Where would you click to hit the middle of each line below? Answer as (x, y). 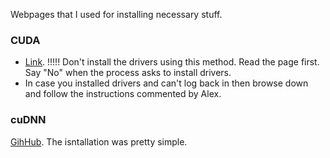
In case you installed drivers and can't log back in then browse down (166, 83)
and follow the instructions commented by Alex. (123, 94)
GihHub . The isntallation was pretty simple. (99, 141)
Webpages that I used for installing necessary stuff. (116, 14)
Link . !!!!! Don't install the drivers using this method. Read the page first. (172, 62)
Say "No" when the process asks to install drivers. (128, 73)
